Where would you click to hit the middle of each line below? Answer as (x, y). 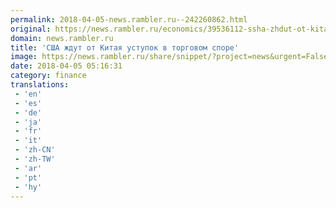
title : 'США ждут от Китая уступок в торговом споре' (125, 47)
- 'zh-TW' (35, 159)
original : (31, 29)
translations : (40, 85)
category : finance (48, 76)
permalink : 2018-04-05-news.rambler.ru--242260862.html (129, 19)
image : (24, 57)
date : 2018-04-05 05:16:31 (66, 66)
